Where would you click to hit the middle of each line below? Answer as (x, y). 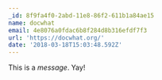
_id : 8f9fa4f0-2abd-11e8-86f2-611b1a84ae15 (81, 15)
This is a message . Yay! (47, 67)
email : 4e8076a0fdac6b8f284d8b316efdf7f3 (78, 30)
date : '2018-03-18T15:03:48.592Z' (66, 45)
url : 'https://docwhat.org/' (56, 38)
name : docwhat (32, 23)
